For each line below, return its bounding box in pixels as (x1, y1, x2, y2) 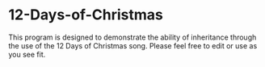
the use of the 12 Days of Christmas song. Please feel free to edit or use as (8, 40, 258, 50)
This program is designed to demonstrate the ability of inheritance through (8, 32, 257, 42)
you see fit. (8, 49, 46, 59)
